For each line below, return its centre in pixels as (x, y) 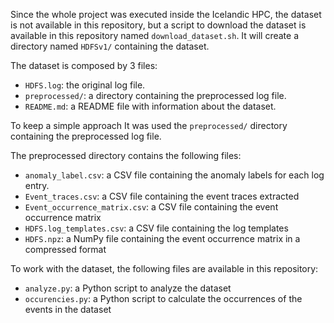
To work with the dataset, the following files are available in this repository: (164, 268)
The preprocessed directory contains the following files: (126, 155)
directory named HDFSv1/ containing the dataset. (110, 46)
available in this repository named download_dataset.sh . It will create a (155, 35)
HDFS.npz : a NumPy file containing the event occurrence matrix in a (162, 238)
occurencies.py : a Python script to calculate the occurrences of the (163, 298)
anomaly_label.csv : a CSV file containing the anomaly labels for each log (174, 175)
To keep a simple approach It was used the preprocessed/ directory (149, 125)
